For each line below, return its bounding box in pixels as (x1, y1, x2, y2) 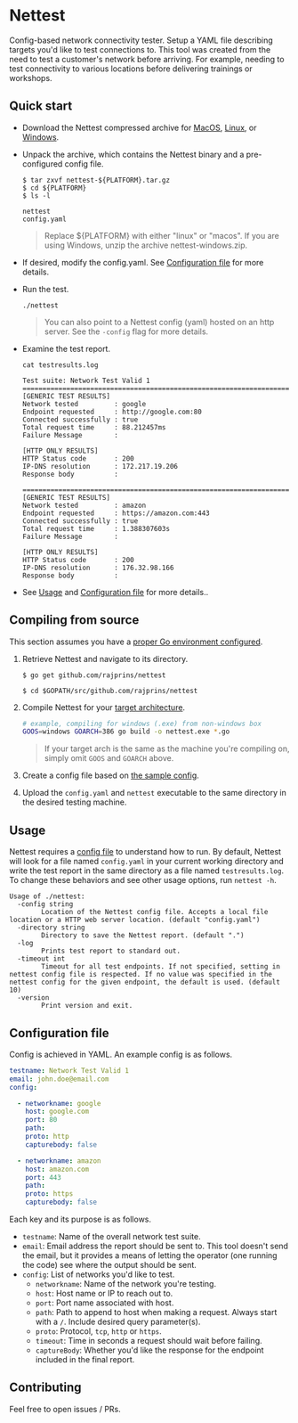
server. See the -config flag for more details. (44, 326, 209, 337)
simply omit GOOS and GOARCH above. (44, 753, 174, 764)
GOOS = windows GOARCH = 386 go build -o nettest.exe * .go (21, 727, 230, 736)
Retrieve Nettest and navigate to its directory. (21, 653, 189, 664)
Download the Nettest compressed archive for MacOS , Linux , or (21, 122, 257, 133)
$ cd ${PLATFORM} (21, 184, 87, 192)
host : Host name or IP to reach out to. (35, 1288, 173, 1299)
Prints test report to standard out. (41, 946, 181, 956)
